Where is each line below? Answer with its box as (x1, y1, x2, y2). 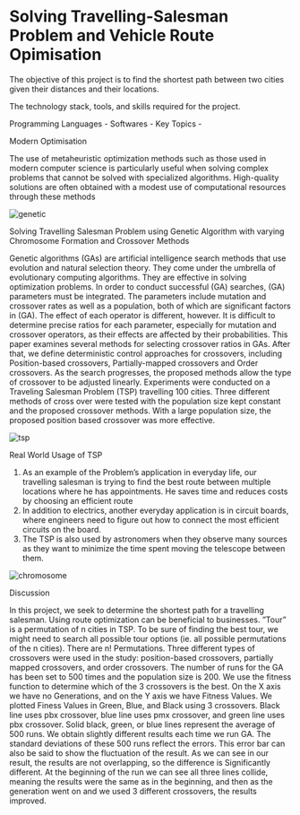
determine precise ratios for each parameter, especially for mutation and (9, 319, 278, 330)
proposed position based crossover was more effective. (9, 414, 216, 425)
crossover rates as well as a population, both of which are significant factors (9, 300, 291, 311)
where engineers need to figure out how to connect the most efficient (21, 514, 279, 525)
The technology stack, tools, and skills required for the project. (9, 100, 241, 111)
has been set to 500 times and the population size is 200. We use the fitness (9, 671, 292, 682)
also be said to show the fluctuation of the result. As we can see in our (9, 747, 270, 759)
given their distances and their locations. (9, 83, 159, 94)
